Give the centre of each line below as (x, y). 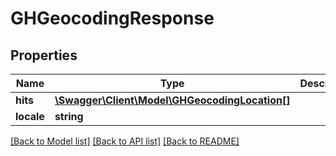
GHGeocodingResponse (112, 18)
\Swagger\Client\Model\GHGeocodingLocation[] (172, 100)
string (69, 116)
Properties (44, 55)
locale (30, 116)
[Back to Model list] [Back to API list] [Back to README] (125, 141)
